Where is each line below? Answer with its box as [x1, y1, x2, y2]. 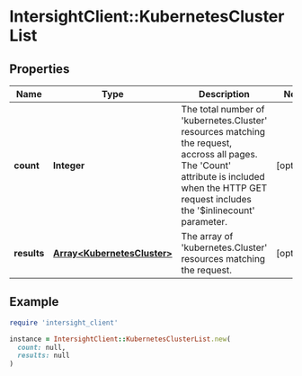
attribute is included [181, 171, 265, 183]
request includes [181, 193, 252, 205]
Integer [52, 159, 85, 172]
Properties [9, 61, 70, 76]
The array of [181, 230, 234, 242]
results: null [17, 351, 70, 361]
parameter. [181, 216, 227, 228]
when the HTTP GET [181, 182, 268, 194]
